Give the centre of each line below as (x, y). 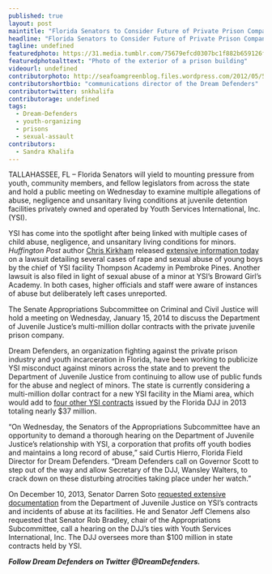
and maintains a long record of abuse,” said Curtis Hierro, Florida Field (125, 453)
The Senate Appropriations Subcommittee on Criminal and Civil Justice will (134, 310)
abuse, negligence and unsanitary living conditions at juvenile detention (128, 200)
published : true (36, 16)
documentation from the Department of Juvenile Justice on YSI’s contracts (133, 503)
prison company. (36, 335)
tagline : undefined (41, 46)
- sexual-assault (45, 136)
